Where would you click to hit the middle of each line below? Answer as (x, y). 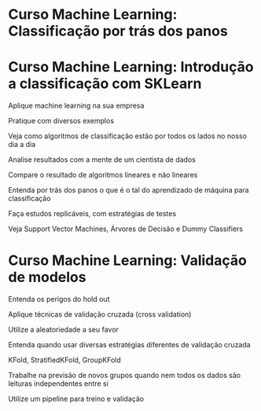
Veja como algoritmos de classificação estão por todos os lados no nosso (128, 136)
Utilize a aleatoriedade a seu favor (64, 330)
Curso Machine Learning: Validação (128, 261)
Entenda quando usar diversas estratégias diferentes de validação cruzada (129, 345)
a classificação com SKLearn (105, 84)
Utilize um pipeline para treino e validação (76, 399)
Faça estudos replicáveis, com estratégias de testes (92, 214)
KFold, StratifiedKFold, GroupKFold (65, 360)
